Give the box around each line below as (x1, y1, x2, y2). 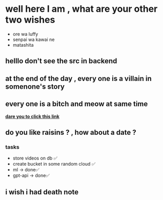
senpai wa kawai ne (12, 36, 55, 43)
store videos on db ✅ (12, 155, 58, 162)
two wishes (5, 14, 55, 26)
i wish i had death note (5, 188, 79, 196)
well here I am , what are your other (5, 3, 158, 15)
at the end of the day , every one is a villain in (5, 74, 152, 83)
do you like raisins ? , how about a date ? (5, 128, 137, 136)
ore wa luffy (12, 31, 38, 37)
